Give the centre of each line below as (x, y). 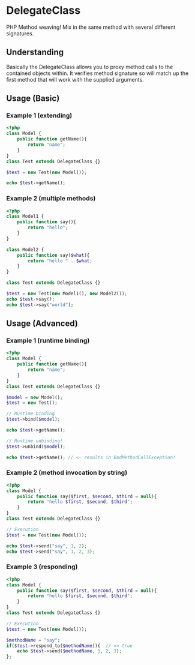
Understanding (35, 53)
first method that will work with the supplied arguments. (75, 79)
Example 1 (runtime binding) (48, 341)
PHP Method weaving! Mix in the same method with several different (91, 27)
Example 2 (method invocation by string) (67, 473)
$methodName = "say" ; (33, 640)
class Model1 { (25, 217)
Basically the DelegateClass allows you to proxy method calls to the (90, 67)
